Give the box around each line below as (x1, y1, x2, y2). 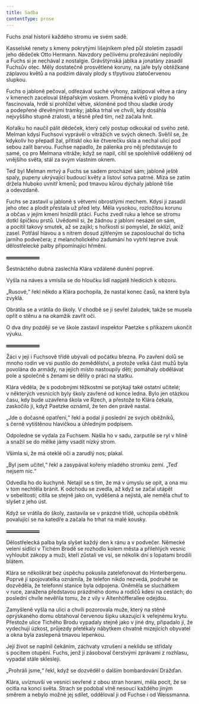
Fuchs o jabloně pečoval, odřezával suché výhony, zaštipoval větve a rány (6, 87, 187, 94)
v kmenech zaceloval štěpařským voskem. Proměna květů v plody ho (6, 94, 175, 101)
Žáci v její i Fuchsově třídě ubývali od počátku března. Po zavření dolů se (6, 353, 184, 360)
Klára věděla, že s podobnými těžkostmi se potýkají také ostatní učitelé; (6, 383, 181, 390)
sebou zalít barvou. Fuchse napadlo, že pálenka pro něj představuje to (6, 143, 178, 150)
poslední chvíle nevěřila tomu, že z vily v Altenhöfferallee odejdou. (6, 594, 168, 601)
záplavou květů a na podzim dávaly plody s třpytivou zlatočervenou (6, 70, 171, 77)
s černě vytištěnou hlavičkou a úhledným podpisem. (6, 420, 133, 427)
